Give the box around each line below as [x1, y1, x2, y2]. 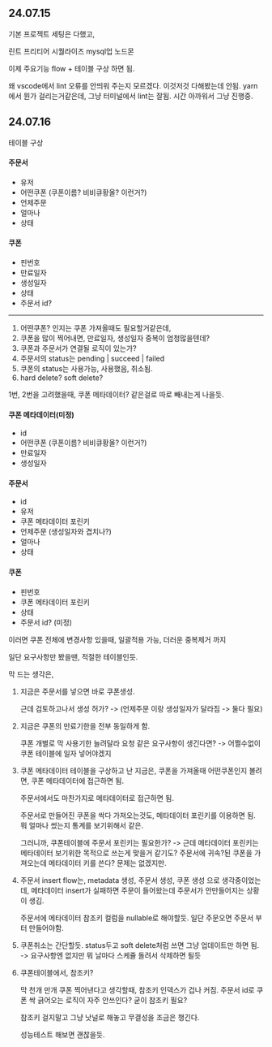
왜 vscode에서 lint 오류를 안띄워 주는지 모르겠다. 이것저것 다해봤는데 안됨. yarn [8, 80, 258, 90]
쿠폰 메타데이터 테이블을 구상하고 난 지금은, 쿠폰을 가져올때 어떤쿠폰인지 [19, 765, 248, 775]
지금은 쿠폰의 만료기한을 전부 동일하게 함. [19, 720, 151, 730]
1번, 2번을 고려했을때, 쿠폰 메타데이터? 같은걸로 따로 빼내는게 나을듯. [8, 390, 224, 400]
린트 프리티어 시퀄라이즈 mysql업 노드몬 [8, 46, 135, 56]
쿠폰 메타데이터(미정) [8, 409, 74, 419]
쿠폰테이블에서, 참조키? [19, 967, 94, 977]
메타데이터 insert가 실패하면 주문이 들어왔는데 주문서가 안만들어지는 [31, 885, 245, 895]
